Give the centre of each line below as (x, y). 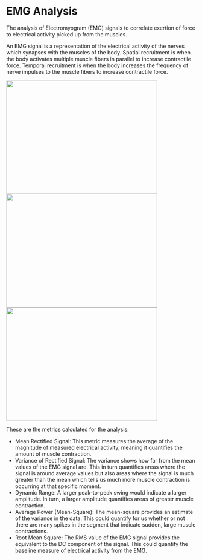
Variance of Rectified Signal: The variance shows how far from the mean (105, 460)
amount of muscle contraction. (53, 454)
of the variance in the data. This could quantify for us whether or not (100, 518)
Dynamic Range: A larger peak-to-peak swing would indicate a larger (101, 492)
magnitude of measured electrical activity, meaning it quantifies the (99, 447)
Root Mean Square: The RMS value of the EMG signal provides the (97, 538)
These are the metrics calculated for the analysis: (68, 429)
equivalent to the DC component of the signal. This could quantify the (101, 544)
